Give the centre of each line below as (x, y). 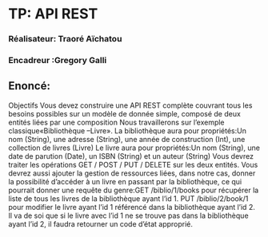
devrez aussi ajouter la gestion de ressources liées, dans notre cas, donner (132, 173)
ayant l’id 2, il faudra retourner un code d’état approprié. (101, 223)
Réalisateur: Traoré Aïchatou (65, 39)
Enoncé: (29, 86)
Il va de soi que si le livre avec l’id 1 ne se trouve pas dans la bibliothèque (129, 215)
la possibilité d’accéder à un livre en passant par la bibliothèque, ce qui (125, 181)
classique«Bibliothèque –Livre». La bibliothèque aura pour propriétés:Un (127, 130)
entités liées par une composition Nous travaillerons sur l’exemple (117, 122)
